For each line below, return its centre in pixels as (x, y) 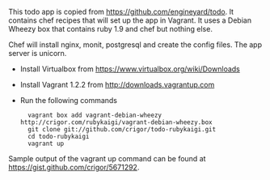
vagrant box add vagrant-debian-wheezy (95, 115)
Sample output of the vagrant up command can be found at (107, 159)
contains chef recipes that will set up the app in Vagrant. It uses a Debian (130, 20)
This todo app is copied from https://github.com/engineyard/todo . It (121, 12)
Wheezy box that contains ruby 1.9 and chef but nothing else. (110, 29)
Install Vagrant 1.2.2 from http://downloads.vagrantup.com (117, 85)
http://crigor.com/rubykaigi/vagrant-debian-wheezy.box (116, 122)
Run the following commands (68, 100)
